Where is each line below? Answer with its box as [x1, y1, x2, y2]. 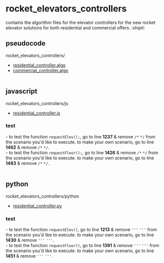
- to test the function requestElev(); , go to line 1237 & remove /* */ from [5, 133, 156, 139]
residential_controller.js [12, 110, 61, 116]
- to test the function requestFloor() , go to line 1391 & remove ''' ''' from [5, 242, 160, 248]
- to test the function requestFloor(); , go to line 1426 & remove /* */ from [5, 149, 159, 155]
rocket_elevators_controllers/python [5, 193, 80, 199]
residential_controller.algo [12, 62, 66, 68]
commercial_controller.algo [12, 67, 69, 73]
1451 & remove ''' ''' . [5, 253, 53, 259]
